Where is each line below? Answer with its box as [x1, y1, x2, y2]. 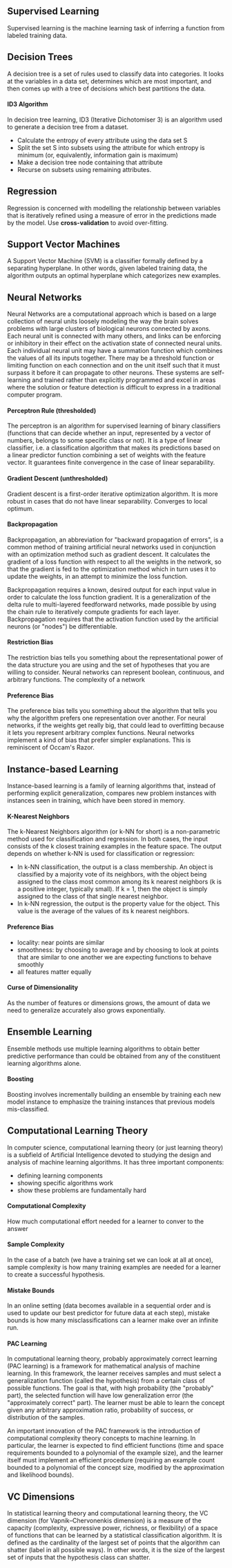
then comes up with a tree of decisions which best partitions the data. [7, 84, 206, 93]
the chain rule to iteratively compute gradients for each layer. [7, 607, 181, 615]
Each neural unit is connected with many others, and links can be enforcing [7, 332, 222, 341]
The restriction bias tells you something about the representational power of [7, 653, 223, 662]
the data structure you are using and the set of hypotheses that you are [7, 661, 210, 669]
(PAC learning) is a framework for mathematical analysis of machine [7, 1362, 200, 1370]
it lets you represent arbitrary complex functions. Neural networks [7, 729, 195, 737]
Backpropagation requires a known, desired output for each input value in [7, 585, 217, 593]
